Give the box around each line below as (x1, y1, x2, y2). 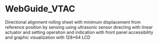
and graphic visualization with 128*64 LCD (5, 34, 91, 40)
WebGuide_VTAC (5, 3, 76, 14)
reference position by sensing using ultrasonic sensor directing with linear (5, 24, 153, 30)
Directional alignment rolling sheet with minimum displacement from (5, 19, 141, 25)
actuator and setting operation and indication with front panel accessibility (5, 29, 154, 35)
